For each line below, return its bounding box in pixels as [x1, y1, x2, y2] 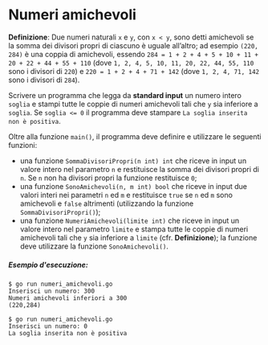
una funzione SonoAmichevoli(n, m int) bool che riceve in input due [19, 181, 247, 191]
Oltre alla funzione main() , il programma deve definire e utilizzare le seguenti [8, 131, 262, 142]
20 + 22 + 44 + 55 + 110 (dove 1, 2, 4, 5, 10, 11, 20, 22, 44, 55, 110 [8, 58, 254, 68]
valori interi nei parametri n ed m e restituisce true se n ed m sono [19, 190, 233, 199]
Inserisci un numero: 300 [8, 287, 95, 295]
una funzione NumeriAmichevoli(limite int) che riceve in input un [19, 216, 240, 225]
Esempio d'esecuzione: [8, 260, 88, 269]
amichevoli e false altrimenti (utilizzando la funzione [19, 199, 194, 208]
